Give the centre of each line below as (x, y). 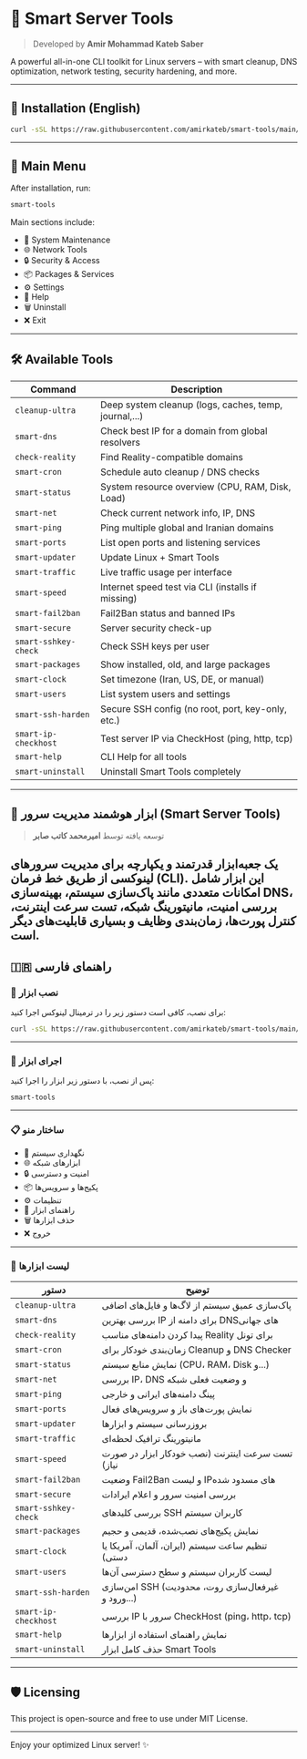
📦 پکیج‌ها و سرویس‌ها (61, 1188)
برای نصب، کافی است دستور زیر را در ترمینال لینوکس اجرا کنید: (118, 1013)
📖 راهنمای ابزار (49, 1210)
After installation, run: (51, 188)
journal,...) (122, 417)
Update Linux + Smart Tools (160, 558)
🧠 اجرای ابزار (36, 1061)
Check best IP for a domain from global (184, 431)
